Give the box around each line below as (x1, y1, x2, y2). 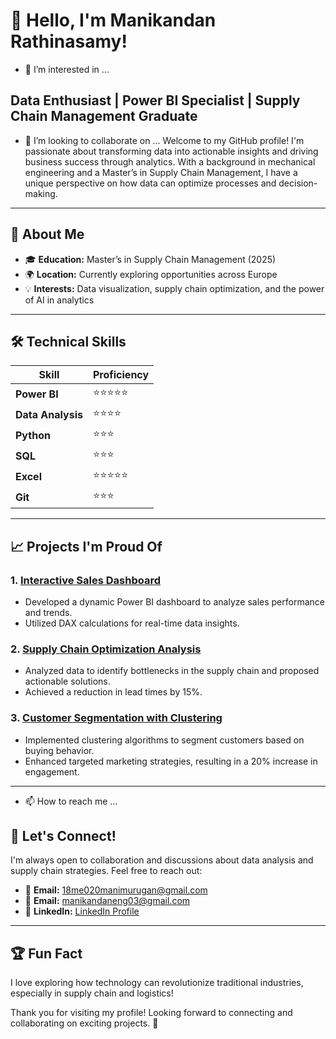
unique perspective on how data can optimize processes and (24, 177, 277, 189)
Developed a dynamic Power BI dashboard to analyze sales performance (24, 596, 325, 608)
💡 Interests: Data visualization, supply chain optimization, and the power (24, 282, 325, 294)
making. (24, 187, 58, 199)
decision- (278, 177, 318, 189)
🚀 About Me (10, 226, 85, 243)
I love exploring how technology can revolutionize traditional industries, (10, 977, 304, 989)
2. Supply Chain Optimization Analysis (10, 642, 202, 656)
